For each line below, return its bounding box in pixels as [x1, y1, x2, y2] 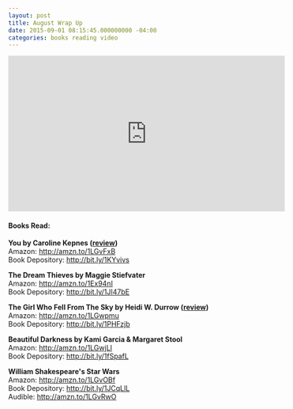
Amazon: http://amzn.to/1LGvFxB [8, 247, 116, 256]
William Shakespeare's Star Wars [8, 367, 120, 377]
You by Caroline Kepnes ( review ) [8, 238, 118, 248]
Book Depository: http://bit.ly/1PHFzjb [8, 320, 130, 329]
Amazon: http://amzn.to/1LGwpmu [8, 311, 120, 320]
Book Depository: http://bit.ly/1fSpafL [8, 351, 129, 361]
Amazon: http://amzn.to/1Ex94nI [8, 278, 113, 289]
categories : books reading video [8, 33, 118, 42]
